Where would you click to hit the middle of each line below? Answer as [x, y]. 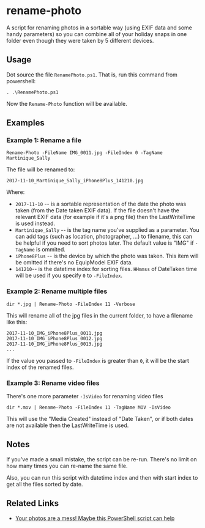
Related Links [33, 503]
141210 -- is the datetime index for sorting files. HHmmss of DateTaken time [106, 269]
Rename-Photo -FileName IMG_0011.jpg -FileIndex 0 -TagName [85, 153]
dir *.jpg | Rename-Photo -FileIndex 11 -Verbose [71, 304]
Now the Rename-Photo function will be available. [67, 103]
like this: [17, 322]
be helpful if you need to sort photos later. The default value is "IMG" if [104, 243]
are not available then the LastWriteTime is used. [68, 425]
